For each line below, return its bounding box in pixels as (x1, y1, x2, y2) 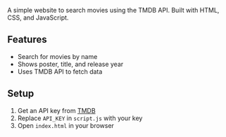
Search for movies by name (17, 52, 98, 60)
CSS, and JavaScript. (7, 13, 69, 22)
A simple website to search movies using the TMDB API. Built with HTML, (7, 6, 220, 14)
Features (7, 34, 47, 46)
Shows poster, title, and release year (17, 60, 124, 68)
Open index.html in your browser (17, 121, 115, 129)
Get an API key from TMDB (17, 106, 96, 115)
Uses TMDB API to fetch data (17, 67, 103, 76)
